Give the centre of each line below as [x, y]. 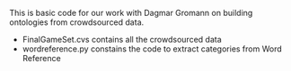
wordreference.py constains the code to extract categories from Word [152, 49]
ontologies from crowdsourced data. [77, 22]
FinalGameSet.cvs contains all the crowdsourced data [122, 39]
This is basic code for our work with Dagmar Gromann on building [131, 13]
